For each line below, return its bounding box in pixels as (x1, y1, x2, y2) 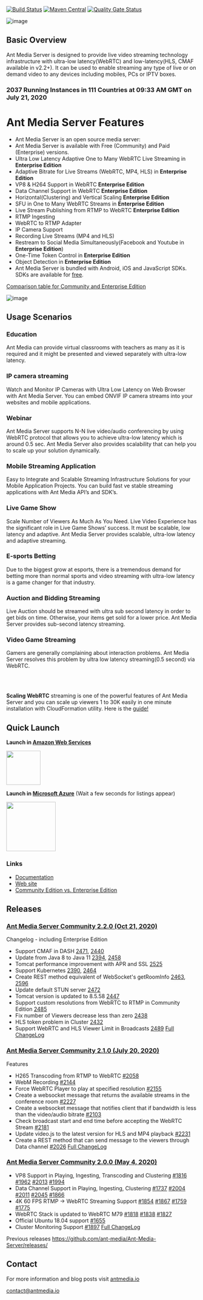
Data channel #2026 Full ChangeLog (15, 1143, 107, 1150)
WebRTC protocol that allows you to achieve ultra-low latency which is (6, 434, 182, 441)
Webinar (6, 414, 32, 422)
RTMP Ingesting (15, 213, 56, 220)
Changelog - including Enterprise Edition (6, 936, 108, 943)
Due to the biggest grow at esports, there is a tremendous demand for (6, 566, 181, 573)
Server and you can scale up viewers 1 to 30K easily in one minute (6, 699, 172, 706)
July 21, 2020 (6, 93, 47, 101)
